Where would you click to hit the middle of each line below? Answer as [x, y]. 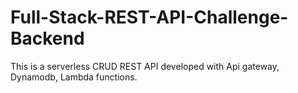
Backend [47, 38]
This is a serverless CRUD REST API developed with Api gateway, [145, 66]
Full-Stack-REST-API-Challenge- [149, 17]
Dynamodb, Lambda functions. [74, 77]
